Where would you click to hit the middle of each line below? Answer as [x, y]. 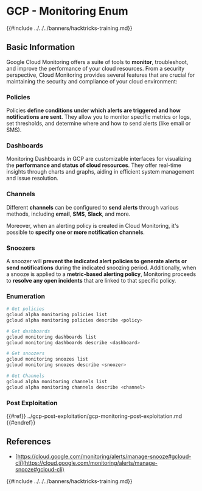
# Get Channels [26, 376]
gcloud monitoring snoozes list [47, 359]
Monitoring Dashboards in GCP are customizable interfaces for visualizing [99, 159]
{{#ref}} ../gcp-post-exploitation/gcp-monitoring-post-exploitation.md [94, 416]
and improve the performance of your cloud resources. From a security [96, 68]
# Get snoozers [26, 354]
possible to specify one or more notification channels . [75, 232]
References [29, 442]
